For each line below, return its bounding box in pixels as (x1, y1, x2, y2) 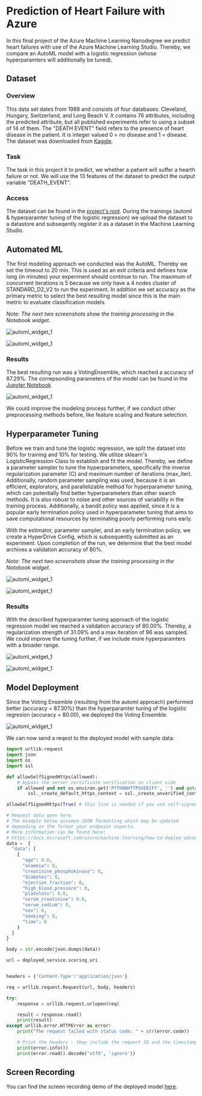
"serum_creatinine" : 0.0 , (22, 896, 87, 903)
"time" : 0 (22, 918, 47, 925)
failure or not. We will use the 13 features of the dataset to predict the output (6, 172, 195, 179)
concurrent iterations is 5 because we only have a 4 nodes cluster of (6, 279, 176, 287)
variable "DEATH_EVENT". (6, 179, 71, 186)
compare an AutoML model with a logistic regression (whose (6, 49, 157, 57)
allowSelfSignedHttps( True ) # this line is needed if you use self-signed (6, 802, 198, 808)
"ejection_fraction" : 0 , (22, 879, 85, 886)
